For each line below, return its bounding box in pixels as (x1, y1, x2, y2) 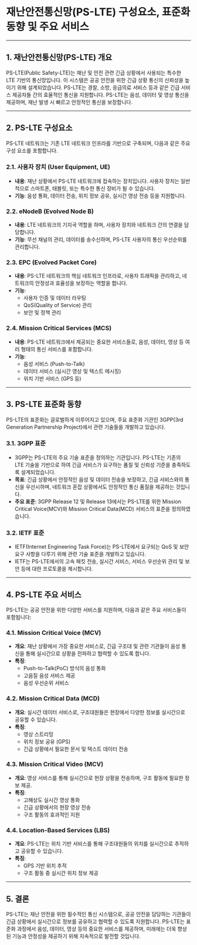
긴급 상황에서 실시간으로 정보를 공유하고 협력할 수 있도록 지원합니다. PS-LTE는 (6, 917, 185, 925)
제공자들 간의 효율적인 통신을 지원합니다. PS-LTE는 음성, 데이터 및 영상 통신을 (12, 91, 189, 98)
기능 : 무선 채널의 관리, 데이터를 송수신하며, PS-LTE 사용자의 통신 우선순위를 (14, 236, 188, 243)
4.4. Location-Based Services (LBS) (6, 826, 110, 834)
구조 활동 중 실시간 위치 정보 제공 (23, 870, 98, 877)
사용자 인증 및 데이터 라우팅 (23, 294, 86, 301)
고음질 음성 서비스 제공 (23, 672, 76, 679)
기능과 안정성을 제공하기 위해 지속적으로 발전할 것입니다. (12, 932, 141, 940)
